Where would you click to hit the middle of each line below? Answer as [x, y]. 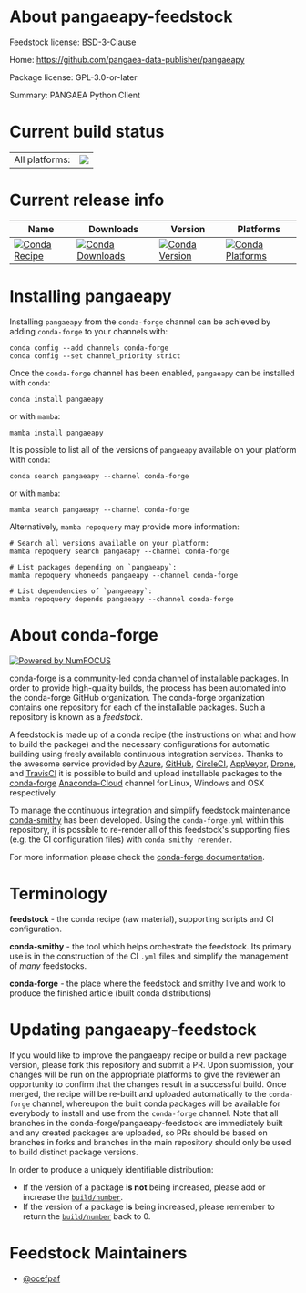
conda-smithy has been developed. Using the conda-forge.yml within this [147, 820]
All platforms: [42, 159]
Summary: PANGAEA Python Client [75, 95]
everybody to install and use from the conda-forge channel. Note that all [144, 1113]
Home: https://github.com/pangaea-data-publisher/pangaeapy [127, 59]
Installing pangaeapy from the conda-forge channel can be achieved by [140, 322]
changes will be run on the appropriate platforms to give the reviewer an [145, 1074]
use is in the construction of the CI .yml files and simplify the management [149, 956]
